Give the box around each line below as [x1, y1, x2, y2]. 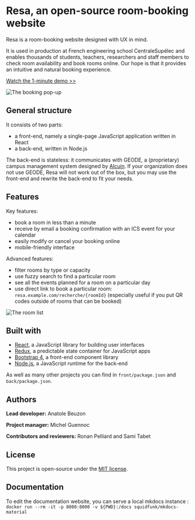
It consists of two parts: [6, 121, 63, 128]
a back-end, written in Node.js [14, 145, 88, 152]
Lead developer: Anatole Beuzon [6, 410, 86, 417]
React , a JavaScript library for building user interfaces [14, 341, 145, 348]
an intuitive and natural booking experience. [6, 66, 112, 73]
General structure [6, 105, 72, 115]
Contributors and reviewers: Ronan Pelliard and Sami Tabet [6, 433, 151, 440]
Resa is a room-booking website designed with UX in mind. [6, 36, 148, 43]
